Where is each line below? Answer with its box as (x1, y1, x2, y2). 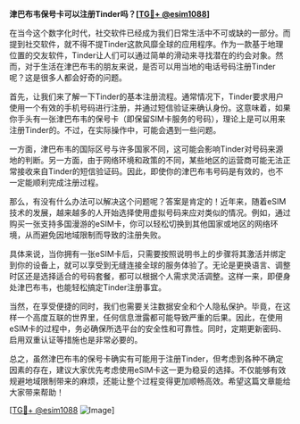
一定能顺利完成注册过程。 (9, 178, 104, 187)
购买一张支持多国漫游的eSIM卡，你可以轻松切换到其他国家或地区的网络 (9, 219, 271, 229)
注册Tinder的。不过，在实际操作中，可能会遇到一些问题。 (9, 125, 221, 135)
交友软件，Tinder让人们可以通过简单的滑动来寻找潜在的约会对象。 (32, 50, 276, 61)
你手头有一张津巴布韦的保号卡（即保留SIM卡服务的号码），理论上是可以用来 (9, 113, 286, 124)
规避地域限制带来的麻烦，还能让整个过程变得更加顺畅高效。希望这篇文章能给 (9, 376, 291, 387)
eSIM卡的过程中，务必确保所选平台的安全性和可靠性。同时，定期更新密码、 (9, 323, 287, 334)
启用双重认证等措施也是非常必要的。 (9, 335, 143, 345)
